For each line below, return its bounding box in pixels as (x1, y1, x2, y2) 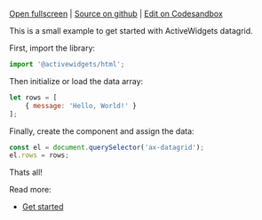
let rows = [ (9, 93, 58, 102)
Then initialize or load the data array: (9, 75, 144, 86)
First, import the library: (9, 43, 96, 53)
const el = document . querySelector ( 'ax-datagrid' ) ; (9, 143, 204, 152)
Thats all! (9, 167, 43, 177)
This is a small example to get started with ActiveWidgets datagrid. (9, 26, 253, 35)
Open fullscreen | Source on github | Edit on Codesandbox (9, 9, 224, 19)
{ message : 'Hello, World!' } (25, 101, 138, 110)
